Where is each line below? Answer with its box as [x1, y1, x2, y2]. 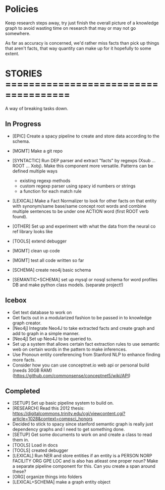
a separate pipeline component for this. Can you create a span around [12, 463, 156, 469]
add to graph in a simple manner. [12, 330, 80, 336]
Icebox [5, 296, 27, 305]
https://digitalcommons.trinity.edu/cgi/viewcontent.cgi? [12, 411, 125, 417]
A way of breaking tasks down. [5, 105, 68, 111]
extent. [5, 51, 20, 57]
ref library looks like [12, 228, 53, 234]
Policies [5, 3, 39, 15]
